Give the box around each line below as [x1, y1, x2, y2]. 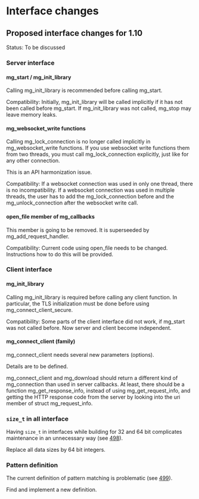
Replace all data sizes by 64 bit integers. [6, 446, 106, 454]
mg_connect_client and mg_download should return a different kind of [6, 374, 178, 381]
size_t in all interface [6, 414, 69, 423]
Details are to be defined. [6, 363, 69, 370]
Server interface [6, 59, 55, 67]
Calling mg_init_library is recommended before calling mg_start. [6, 87, 163, 94]
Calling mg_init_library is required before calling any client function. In [6, 293, 178, 301]
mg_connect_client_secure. [6, 306, 73, 313]
